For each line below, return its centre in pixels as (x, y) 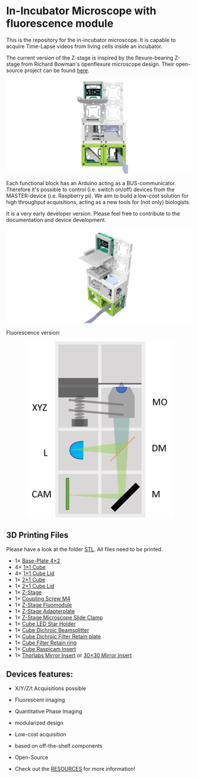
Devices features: (40, 674)
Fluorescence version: (33, 332)
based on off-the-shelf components (58, 745)
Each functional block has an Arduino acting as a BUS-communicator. (91, 183)
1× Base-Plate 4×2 (37, 561)
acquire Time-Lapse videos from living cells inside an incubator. (84, 46)
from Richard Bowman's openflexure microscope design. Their (98, 64)
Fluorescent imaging (40, 700)
